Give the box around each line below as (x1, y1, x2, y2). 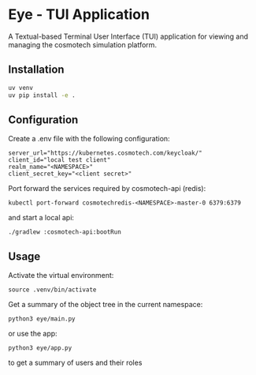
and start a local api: (8, 213, 75, 223)
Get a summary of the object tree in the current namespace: (8, 300, 203, 309)
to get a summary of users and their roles (8, 358, 143, 368)
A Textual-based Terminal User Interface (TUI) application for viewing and (8, 32, 249, 41)
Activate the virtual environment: (8, 271, 114, 280)
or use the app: (8, 329, 58, 339)
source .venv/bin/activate (8, 286, 97, 294)
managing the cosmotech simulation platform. (8, 39, 158, 49)
